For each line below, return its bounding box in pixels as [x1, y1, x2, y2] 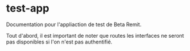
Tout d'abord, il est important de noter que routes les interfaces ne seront [6, 32, 184, 39]
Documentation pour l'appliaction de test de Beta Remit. [6, 21, 142, 28]
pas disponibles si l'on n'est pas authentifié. [6, 38, 113, 45]
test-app [6, 2, 49, 15]
